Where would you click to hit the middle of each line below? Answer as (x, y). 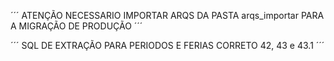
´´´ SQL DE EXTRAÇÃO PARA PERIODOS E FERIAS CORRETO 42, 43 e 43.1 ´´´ (167, 45)
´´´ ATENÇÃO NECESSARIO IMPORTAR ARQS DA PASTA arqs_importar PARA (167, 15)
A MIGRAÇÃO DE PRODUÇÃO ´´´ (76, 26)
